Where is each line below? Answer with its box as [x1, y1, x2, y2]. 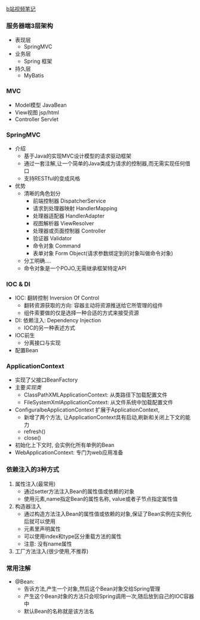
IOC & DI [6, 280, 31, 288]
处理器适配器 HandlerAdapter [32, 212, 105, 219]
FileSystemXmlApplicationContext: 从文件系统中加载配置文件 [23, 399, 173, 406]
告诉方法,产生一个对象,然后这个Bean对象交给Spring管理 [23, 585, 161, 592]
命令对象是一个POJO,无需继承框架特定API [23, 264, 127, 271]
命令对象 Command [32, 242, 81, 249]
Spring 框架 [23, 58, 53, 65]
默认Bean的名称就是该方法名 [23, 607, 94, 615]
